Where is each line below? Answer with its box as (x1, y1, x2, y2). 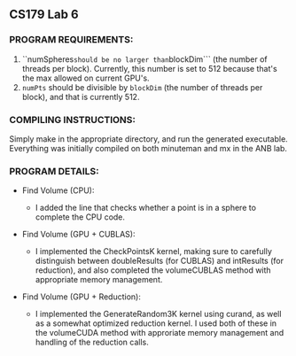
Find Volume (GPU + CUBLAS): (21, 229, 136, 240)
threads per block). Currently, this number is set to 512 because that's (21, 63, 277, 74)
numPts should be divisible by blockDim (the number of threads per (21, 81, 263, 92)
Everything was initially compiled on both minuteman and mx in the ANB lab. (9, 143, 288, 153)
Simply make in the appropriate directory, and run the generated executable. (9, 133, 288, 144)
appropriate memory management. (35, 275, 163, 285)
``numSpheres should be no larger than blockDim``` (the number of (21, 53, 268, 65)
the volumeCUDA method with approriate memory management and (35, 328, 284, 338)
